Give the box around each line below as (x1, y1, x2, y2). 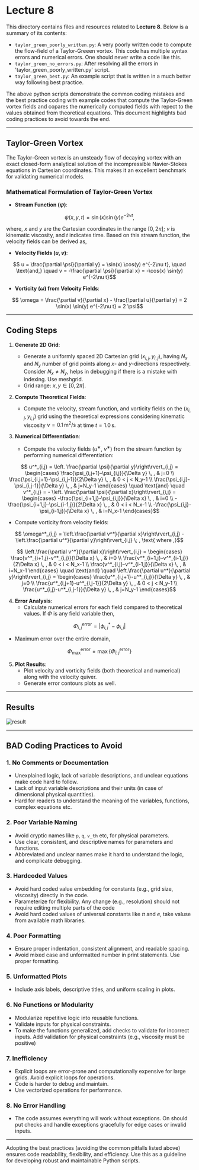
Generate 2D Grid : (14, 341, 60, 348)
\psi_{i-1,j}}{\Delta (39, 507, 83, 514)
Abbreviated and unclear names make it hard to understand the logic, (14, 850, 184, 857)
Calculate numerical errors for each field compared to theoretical (23, 603, 182, 611)
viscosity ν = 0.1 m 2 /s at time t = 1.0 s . (23, 420, 116, 429)
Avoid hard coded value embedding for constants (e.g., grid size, (14, 885, 174, 892)
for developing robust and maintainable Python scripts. (6, 1157, 140, 1164)
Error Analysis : (14, 597, 53, 604)
